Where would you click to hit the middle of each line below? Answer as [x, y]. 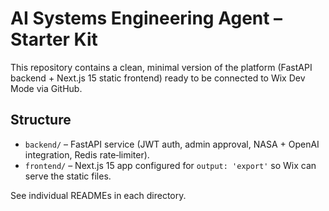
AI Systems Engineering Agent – [146, 18]
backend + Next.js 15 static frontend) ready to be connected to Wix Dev [158, 78]
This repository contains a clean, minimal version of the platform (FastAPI [161, 67]
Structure [41, 120]
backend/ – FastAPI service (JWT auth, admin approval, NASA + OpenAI [172, 144]
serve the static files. [68, 176]
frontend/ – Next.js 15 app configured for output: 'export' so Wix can [170, 165]
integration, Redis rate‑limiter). [87, 154]
